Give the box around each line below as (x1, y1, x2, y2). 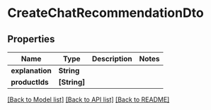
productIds (11, 78, 49, 87)
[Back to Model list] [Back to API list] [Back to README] (7, 95, 170, 104)
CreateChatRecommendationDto (7, 5, 204, 21)
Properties (7, 33, 55, 45)
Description (91, 54, 132, 63)
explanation (11, 66, 52, 75)
